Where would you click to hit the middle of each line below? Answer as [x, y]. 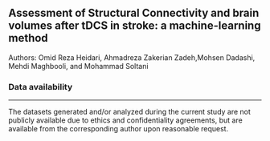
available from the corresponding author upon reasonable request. [119, 129]
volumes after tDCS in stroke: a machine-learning [135, 26]
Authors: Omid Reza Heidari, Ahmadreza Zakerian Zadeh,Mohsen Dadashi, [132, 57]
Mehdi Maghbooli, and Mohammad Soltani [78, 66]
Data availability [41, 87]
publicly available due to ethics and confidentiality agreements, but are [125, 120]
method [28, 38]
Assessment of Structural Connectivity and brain [134, 13]
